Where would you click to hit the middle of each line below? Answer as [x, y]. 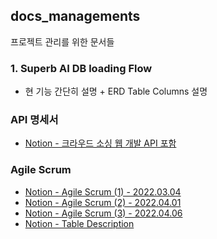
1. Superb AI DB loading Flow [81, 68]
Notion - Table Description [79, 223]
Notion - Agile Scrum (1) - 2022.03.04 [103, 191]
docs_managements [75, 16]
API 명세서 [34, 120]
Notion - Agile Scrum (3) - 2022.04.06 [103, 213]
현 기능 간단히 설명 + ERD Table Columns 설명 [116, 91]
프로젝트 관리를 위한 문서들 [62, 41]
